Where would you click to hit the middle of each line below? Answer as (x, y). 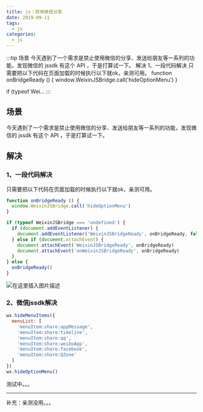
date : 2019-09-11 (28, 18)
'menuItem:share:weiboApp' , (52, 344)
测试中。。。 (20, 384)
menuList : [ (27, 321)
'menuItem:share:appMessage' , (55, 327)
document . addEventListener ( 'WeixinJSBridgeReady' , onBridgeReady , (102, 234)
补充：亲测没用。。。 (30, 402)
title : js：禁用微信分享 (34, 12)
